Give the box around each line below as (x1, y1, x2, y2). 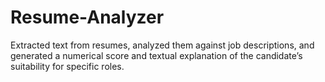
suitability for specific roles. (10, 60, 125, 72)
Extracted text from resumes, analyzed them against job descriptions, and (10, 39, 315, 51)
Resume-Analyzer (10, 6, 165, 29)
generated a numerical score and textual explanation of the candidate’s (10, 49, 303, 61)
